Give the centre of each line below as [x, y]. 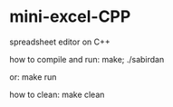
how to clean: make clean [57, 94]
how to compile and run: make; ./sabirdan [87, 59]
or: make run [33, 77]
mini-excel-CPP [70, 17]
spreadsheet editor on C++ [60, 42]
